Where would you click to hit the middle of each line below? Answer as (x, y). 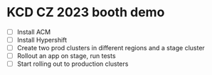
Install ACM (34, 32)
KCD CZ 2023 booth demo (86, 12)
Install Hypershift (42, 40)
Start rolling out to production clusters (73, 64)
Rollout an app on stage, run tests (66, 56)
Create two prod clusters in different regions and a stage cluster (111, 48)
